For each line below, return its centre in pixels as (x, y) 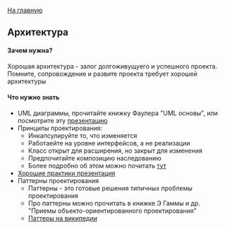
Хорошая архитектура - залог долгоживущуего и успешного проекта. (112, 66)
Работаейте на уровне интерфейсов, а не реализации (109, 143)
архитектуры (27, 81)
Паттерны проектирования (58, 180)
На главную (25, 10)
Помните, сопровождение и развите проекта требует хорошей (102, 74)
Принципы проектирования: (60, 128)
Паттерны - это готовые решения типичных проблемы (110, 188)
